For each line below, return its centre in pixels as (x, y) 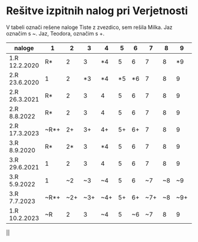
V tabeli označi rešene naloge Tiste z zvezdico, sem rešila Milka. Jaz (89, 27)
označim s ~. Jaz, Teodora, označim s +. (55, 33)
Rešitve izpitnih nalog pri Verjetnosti (97, 11)
